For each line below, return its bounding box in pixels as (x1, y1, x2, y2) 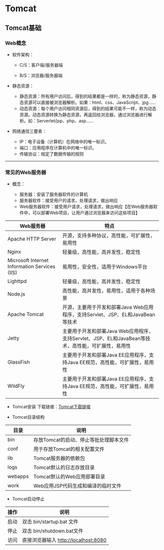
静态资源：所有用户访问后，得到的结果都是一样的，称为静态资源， (19, 93, 152, 99)
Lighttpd (7, 278, 27, 285)
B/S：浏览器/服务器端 (19, 72, 62, 78)
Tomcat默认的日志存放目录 (33, 464, 95, 471)
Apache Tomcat (7, 311, 44, 318)
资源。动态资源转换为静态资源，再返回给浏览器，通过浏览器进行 (19, 111, 148, 118)
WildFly (7, 383, 25, 390)
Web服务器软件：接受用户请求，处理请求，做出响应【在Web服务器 (19, 204, 154, 210)
